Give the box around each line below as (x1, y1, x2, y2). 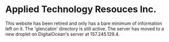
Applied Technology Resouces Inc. (5, 4, 157, 15)
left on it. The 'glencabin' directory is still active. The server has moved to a (5, 25, 164, 31)
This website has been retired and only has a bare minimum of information (5, 20, 162, 26)
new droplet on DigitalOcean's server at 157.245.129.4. (5, 31, 120, 37)
